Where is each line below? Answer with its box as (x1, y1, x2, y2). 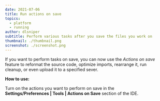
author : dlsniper (5, 29, 40, 34)
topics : (5, 16, 21, 21)
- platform (9, 20, 31, 26)
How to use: (5, 76, 30, 82)
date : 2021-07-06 (5, 7, 40, 12)
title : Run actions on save (5, 12, 62, 16)
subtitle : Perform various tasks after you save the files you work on (5, 34, 152, 39)
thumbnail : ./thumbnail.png (5, 39, 62, 43)
